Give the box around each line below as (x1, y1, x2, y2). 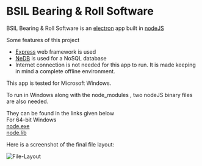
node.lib (6, 129, 27, 136)
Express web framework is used (15, 48, 96, 56)
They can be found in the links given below (6, 109, 115, 117)
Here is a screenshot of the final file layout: (6, 140, 115, 148)
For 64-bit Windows (6, 116, 57, 123)
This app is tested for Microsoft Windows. (6, 79, 112, 87)
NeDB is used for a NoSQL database (15, 54, 107, 62)
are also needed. (6, 98, 49, 105)
